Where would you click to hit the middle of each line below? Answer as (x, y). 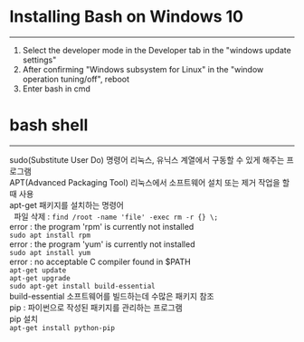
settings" (39, 60)
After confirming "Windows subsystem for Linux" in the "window (143, 69)
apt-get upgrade (40, 278)
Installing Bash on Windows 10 (127, 17)
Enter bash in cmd (56, 89)
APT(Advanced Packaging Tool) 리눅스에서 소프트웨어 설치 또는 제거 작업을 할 (150, 182)
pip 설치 (24, 318)
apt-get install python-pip (62, 328)
